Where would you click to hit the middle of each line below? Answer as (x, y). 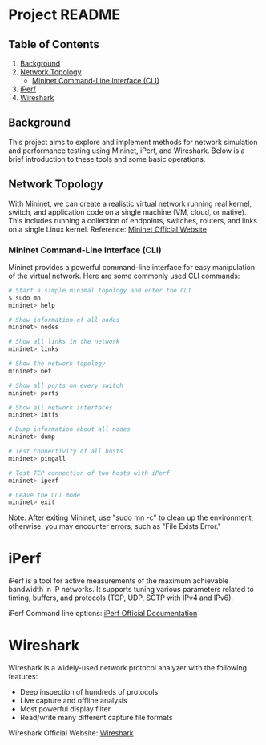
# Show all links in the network (64, 342)
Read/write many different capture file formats (96, 718)
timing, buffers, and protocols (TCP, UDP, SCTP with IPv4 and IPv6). (121, 598)
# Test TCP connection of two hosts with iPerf (89, 473)
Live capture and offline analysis (73, 701)
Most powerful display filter (65, 709)
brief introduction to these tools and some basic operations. (107, 159)
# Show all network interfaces (60, 407)
